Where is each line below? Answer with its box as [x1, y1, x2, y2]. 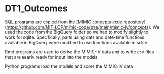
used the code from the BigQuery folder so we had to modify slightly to [5, 29, 148, 35]
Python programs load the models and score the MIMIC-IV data [5, 63, 133, 69]
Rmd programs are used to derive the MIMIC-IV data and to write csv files [5, 49, 154, 55]
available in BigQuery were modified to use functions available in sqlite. [5, 39, 149, 45]
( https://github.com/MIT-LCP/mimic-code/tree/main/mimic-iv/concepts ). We [5, 24, 160, 30]
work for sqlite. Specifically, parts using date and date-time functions [5, 34, 145, 40]
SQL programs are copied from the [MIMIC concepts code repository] [5, 19, 146, 25]
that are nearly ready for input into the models [5, 54, 98, 59]
